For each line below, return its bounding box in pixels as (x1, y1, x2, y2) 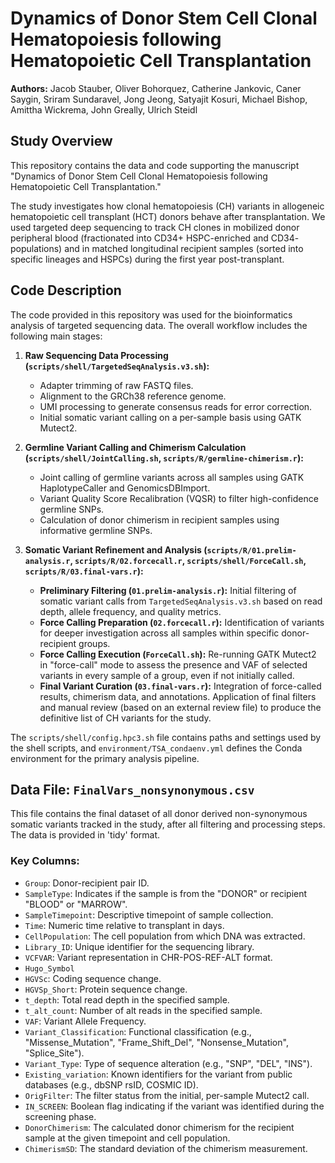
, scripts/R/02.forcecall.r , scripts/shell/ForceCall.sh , (69, 554, 307, 566)
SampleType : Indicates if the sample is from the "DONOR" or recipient (24, 887, 308, 899)
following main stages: (10, 330, 103, 342)
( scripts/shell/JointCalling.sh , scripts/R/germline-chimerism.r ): (24, 452, 304, 464)
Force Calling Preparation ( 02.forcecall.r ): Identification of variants (39, 616, 325, 628)
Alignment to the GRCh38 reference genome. (39, 390, 227, 402)
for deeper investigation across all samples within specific (39, 627, 280, 639)
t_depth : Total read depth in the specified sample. (24, 993, 230, 1006)
